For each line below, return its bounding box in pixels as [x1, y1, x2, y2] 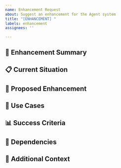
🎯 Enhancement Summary [5, 48, 87, 57]
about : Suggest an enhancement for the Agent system [5, 12, 116, 17]
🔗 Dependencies [5, 138, 57, 146]
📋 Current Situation [5, 65, 68, 74]
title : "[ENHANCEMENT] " [5, 16, 56, 21]
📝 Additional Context [5, 155, 70, 163]
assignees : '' [5, 26, 35, 31]
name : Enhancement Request [5, 7, 61, 12]
